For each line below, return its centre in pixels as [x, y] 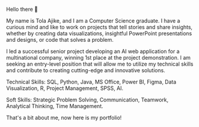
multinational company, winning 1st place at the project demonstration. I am [99, 58]
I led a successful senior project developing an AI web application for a [93, 51]
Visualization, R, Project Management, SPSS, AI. [65, 88]
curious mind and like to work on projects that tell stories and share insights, [99, 27]
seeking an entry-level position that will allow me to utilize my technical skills [100, 64]
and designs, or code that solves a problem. [60, 40]
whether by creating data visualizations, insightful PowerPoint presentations [99, 33]
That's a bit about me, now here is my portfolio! [64, 117]
